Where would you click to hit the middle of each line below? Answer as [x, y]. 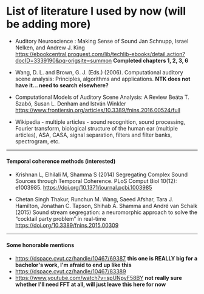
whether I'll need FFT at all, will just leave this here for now [90, 284]
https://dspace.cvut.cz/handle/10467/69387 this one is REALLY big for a [106, 259]
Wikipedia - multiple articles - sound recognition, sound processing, [100, 122]
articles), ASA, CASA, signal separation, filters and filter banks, [93, 135]
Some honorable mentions [40, 245]
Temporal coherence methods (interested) [61, 161]
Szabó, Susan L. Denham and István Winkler [70, 103]
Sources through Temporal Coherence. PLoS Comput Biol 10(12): [96, 181]
